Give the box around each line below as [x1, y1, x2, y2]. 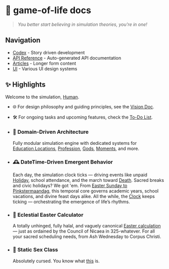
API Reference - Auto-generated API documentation [12, 55, 121, 61]
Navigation [5, 36, 40, 45]
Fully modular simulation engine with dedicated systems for [12, 140, 137, 146]
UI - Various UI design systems [12, 65, 77, 71]
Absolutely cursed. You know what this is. [12, 258, 100, 264]
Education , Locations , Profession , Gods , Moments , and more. [12, 145, 140, 151]
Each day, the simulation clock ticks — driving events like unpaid [12, 172, 148, 178]
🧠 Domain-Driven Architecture [12, 129, 89, 136]
